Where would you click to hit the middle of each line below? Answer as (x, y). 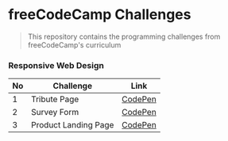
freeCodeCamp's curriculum (74, 44)
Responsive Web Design (56, 65)
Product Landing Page (73, 125)
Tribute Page (55, 99)
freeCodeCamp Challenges (100, 15)
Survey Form (55, 112)
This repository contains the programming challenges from (124, 36)
